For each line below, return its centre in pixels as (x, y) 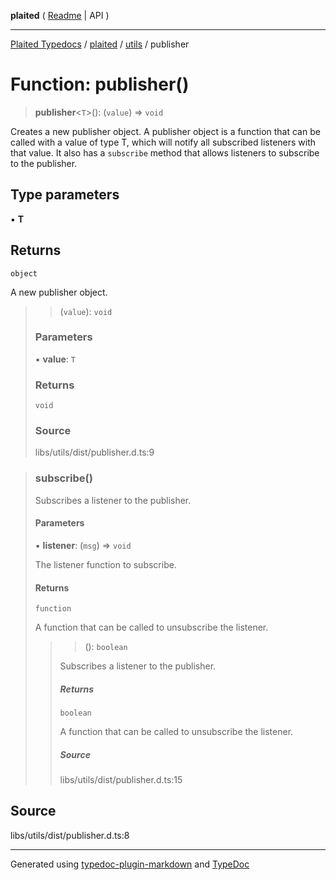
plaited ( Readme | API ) (60, 15)
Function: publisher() (100, 84)
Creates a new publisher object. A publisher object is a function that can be (165, 131)
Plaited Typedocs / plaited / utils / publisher (100, 44)
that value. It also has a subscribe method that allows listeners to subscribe (165, 152)
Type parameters (65, 195)
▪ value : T (55, 359)
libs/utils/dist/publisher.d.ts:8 (70, 835)
